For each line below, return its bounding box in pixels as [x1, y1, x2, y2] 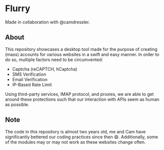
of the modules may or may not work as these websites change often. [5, 139, 146, 145]
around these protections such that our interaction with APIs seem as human [5, 96, 160, 102]
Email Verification [12, 76, 48, 82]
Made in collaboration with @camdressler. [5, 19, 90, 25]
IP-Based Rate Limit [12, 82, 52, 87]
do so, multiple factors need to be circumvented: [5, 57, 103, 63]
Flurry [5, 3, 30, 14]
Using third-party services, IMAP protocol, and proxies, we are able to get [5, 91, 154, 97]
